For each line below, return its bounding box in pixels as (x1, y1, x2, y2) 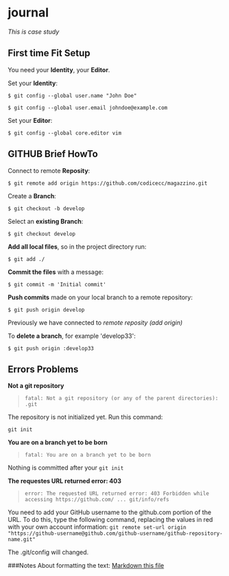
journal (8, 5, 49, 21)
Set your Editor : (8, 116, 53, 124)
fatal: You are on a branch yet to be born (24, 452, 152, 459)
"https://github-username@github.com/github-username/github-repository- (8, 530, 224, 537)
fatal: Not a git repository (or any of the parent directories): (24, 395, 219, 402)
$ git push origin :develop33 (8, 345, 95, 352)
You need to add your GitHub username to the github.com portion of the (8, 508, 212, 516)
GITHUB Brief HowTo (8, 148, 98, 160)
